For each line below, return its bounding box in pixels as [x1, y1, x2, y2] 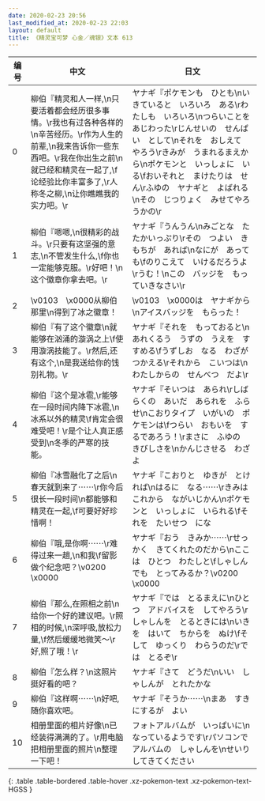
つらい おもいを [169, 420, 233, 431]
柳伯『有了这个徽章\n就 [30, 322, 118, 333]
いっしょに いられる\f [155, 505, 241, 516]
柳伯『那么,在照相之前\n [30, 599, 120, 610]
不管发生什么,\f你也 [48, 251, 120, 262]
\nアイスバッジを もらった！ [132, 307, 242, 318]
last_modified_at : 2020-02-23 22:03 [8, 19, 129, 27]
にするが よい [132, 705, 188, 716]
